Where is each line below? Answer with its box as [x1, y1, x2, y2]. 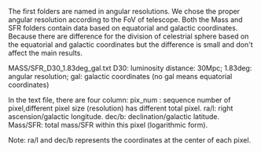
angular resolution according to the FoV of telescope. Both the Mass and [8, 15, 243, 24]
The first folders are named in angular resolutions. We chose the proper [8, 7, 241, 16]
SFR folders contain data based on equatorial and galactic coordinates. [8, 24, 238, 32]
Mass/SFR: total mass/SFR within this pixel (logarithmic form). [8, 121, 208, 129]
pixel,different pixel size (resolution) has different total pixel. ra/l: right [8, 103, 233, 113]
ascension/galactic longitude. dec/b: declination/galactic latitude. [8, 112, 220, 121]
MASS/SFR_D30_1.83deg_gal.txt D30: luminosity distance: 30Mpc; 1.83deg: [8, 63, 252, 73]
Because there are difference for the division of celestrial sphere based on [8, 31, 249, 41]
